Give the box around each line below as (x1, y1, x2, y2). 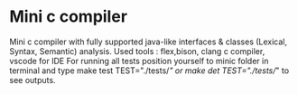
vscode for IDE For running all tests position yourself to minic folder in (9, 55, 269, 66)
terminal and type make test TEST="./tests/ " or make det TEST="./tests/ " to (9, 65, 290, 76)
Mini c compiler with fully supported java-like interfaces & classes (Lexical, (9, 36, 287, 47)
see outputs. (9, 74, 56, 85)
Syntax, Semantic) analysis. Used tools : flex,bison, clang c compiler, (9, 45, 265, 56)
